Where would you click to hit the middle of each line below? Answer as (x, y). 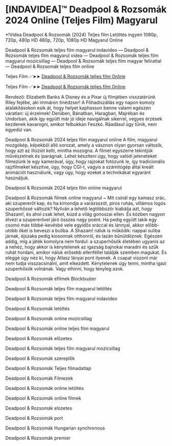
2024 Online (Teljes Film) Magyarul (81, 20)
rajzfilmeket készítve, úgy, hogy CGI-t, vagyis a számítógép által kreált (80, 167)
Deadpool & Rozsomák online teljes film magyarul (57, 328)
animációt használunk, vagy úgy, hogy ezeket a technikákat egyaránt (78, 172)
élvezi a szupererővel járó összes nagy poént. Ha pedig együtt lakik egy (81, 219)
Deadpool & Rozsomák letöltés (38, 308)
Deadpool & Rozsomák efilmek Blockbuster (51, 278)
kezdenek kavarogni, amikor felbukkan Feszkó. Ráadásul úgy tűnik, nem (81, 124)
